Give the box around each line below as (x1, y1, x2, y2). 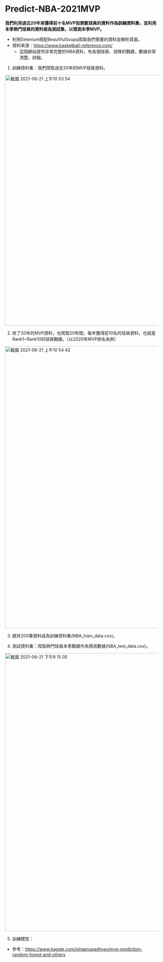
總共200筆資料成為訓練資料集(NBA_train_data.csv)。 (12, 633, 117, 639)
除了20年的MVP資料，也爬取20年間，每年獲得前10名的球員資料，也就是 (12, 330, 156, 336)
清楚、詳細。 (19, 54, 45, 60)
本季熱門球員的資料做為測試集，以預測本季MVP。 (5, 26, 104, 32)
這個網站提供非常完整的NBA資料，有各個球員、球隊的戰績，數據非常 (19, 48, 156, 54)
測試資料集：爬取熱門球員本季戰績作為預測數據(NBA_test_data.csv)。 (12, 643, 150, 649)
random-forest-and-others (12, 951, 65, 957)
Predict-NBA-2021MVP (5, 3, 100, 15)
